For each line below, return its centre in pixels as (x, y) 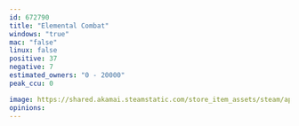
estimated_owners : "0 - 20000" (67, 75)
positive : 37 (33, 59)
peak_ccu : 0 (31, 83)
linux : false (33, 51)
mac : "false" (33, 42)
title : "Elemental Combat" (59, 26)
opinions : (28, 107)
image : (21, 99)
